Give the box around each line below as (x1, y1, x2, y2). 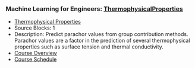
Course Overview (14, 50, 58, 57)
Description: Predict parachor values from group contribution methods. (14, 31, 188, 38)
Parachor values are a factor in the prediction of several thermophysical (14, 37, 190, 44)
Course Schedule (14, 56, 57, 63)
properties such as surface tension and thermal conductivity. (14, 43, 164, 50)
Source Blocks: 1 (14, 24, 55, 31)
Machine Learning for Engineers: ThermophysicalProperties (5, 5, 183, 13)
